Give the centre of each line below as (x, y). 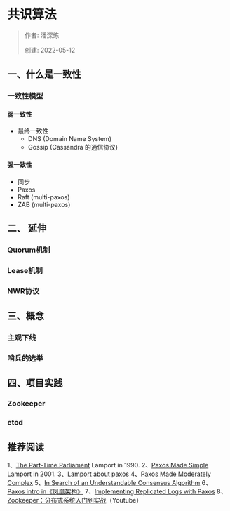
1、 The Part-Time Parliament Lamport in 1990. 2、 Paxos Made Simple (108, 465)
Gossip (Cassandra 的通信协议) (73, 147)
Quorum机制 (29, 250)
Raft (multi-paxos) (43, 197)
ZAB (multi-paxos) (44, 204)
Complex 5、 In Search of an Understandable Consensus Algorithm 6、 (110, 483)
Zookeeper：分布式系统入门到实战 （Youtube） (75, 500)
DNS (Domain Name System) (70, 139)
